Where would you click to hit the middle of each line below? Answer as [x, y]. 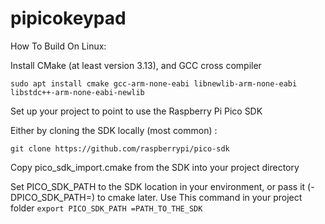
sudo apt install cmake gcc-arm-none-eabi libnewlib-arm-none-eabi [154, 83]
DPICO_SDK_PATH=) [53, 197]
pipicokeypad [68, 18]
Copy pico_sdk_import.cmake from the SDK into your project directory [155, 167]
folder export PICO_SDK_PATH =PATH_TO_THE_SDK [106, 208]
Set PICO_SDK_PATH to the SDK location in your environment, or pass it [158, 186]
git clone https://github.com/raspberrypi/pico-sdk [120, 148]
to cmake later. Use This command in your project [200, 197]
